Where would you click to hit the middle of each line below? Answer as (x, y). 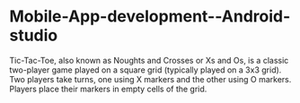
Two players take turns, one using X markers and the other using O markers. (150, 79)
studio (34, 35)
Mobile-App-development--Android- (150, 17)
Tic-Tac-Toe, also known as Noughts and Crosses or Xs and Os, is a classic (149, 60)
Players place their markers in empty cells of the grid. (108, 89)
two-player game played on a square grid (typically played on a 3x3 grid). (146, 70)
